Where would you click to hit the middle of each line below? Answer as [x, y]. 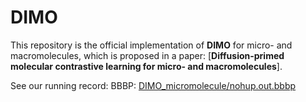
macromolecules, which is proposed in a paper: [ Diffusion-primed [147, 55]
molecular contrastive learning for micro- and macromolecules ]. [146, 66]
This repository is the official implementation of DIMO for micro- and [151, 45]
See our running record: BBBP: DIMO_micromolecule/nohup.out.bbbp [153, 85]
